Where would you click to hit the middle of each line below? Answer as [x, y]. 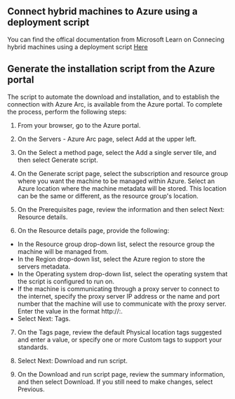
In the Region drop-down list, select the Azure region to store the [111, 259]
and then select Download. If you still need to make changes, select [115, 381]
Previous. [31, 389]
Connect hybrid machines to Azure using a [102, 12]
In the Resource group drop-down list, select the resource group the [116, 244]
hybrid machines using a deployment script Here [78, 47]
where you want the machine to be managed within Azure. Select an [116, 181]
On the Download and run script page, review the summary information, [121, 374]
